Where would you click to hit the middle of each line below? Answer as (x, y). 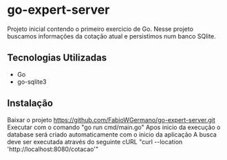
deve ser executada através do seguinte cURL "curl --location (95, 141)
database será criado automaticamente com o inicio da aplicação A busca (112, 134)
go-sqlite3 (32, 82)
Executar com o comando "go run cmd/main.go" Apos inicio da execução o (114, 127)
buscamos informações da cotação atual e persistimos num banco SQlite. (112, 36)
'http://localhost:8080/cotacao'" (53, 149)
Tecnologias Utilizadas (57, 58)
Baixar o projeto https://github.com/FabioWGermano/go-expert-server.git (111, 119)
